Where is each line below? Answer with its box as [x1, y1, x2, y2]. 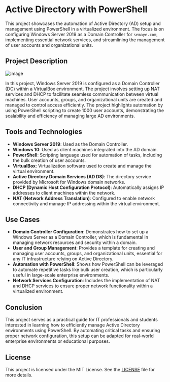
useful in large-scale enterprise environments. [12, 272, 110, 278]
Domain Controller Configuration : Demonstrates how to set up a [12, 229, 149, 235]
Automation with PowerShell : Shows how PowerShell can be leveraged [12, 261, 163, 267]
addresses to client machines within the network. [12, 189, 116, 196]
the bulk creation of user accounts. [12, 157, 86, 163]
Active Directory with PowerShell [5, 4, 148, 15]
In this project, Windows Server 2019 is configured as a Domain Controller [5, 80, 160, 86]
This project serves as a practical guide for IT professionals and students [5, 317, 158, 323]
